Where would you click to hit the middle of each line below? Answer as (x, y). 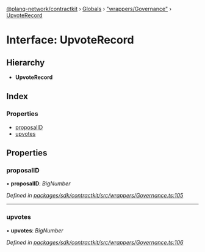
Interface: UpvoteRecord (70, 40)
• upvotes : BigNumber (35, 230)
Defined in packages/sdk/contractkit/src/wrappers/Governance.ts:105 (95, 196)
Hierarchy (26, 63)
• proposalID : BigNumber (38, 183)
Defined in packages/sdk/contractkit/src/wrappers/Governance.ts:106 (95, 242)
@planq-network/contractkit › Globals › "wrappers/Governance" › (89, 9)
